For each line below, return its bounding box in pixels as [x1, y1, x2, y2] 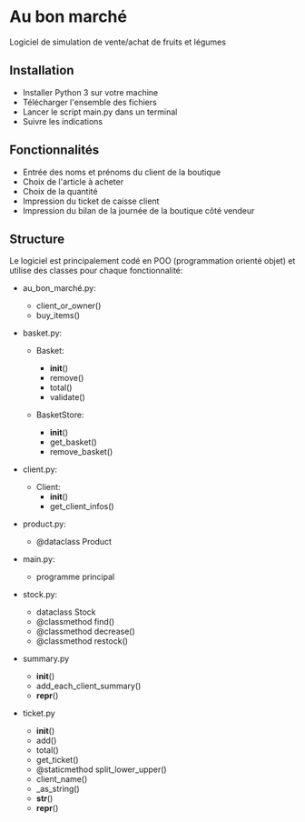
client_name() [35, 774, 88, 785]
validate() [49, 392, 86, 403]
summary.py [22, 653, 70, 665]
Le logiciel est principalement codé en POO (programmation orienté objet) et [9, 256, 296, 266]
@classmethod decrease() [35, 626, 136, 637]
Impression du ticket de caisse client [22, 195, 160, 206]
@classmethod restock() [35, 636, 129, 647]
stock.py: [22, 589, 57, 600]
